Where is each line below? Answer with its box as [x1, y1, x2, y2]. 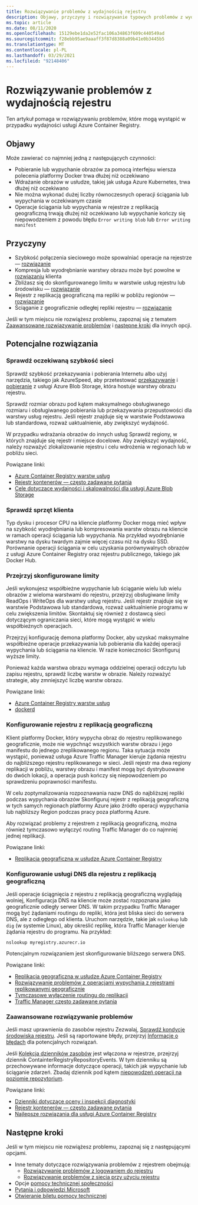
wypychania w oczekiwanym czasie [14, 197, 102, 204]
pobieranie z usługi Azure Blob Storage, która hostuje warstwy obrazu [6, 382, 176, 389]
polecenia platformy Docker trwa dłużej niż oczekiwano [14, 172, 150, 179]
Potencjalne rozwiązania [6, 339, 98, 349]
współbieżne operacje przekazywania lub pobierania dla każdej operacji [6, 640, 181, 647]
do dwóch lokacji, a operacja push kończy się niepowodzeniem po [6, 771, 167, 779]
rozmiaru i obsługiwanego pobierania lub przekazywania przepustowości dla [6, 407, 192, 414]
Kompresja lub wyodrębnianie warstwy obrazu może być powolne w [14, 267, 181, 274]
